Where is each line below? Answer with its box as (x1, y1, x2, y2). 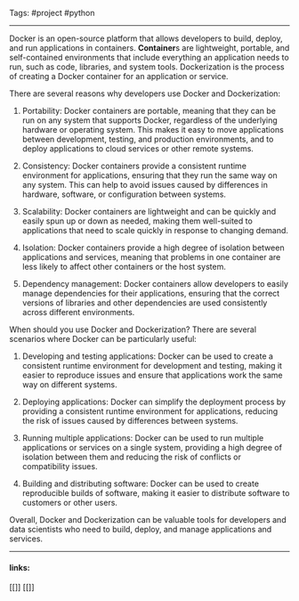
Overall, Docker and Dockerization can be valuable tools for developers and (9, 515, 287, 524)
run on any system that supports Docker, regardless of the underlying (21, 115, 278, 126)
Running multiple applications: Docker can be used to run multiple (21, 433, 264, 443)
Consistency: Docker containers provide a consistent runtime (21, 160, 247, 171)
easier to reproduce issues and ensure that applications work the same (21, 370, 283, 380)
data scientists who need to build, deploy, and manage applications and (9, 524, 272, 534)
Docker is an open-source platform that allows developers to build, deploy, (9, 33, 283, 44)
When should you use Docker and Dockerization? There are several (9, 324, 256, 335)
